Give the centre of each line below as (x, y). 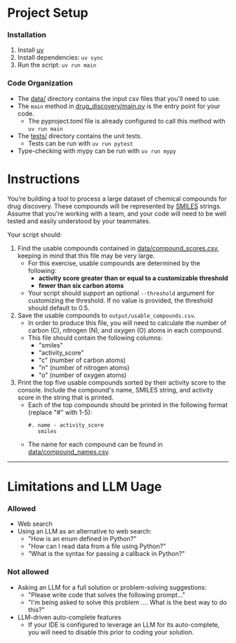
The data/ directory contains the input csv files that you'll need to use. (119, 98)
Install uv (31, 50)
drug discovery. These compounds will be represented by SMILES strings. (114, 206)
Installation (27, 35)
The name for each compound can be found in (95, 444)
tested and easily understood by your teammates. (79, 221)
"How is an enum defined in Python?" (82, 539)
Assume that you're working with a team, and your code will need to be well (117, 213)
